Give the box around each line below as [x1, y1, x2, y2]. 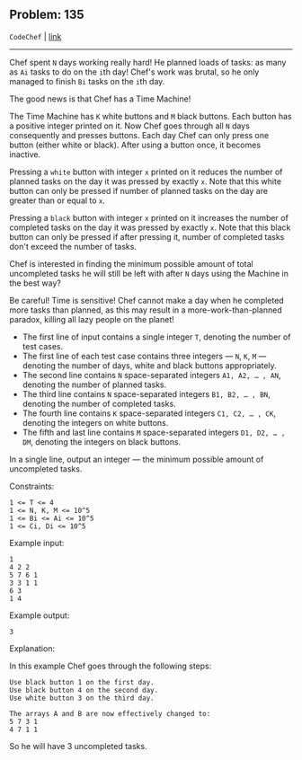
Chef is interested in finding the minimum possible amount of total [9, 258, 253, 269]
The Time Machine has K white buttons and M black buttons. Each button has [9, 110, 292, 121]
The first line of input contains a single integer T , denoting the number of [22, 331, 291, 342]
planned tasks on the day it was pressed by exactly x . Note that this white [9, 175, 281, 187]
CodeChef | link [9, 31, 62, 41]
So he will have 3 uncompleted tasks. [9, 740, 147, 751]
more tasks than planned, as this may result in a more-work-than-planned [9, 305, 282, 315]
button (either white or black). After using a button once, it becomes [9, 139, 262, 150]
